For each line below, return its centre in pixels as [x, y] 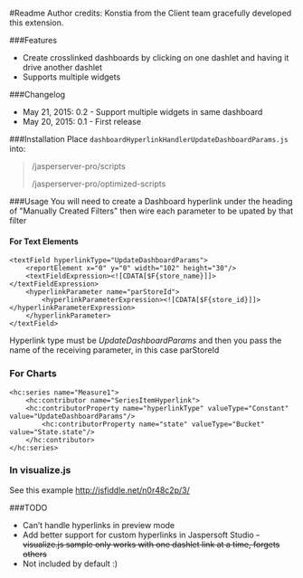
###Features [33, 40]
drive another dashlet [62, 67]
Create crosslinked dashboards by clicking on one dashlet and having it [156, 57]
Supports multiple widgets [71, 77]
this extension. [37, 23]
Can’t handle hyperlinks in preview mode [99, 525]
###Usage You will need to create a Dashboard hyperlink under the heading [151, 201]
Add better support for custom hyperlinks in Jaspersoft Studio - [141, 535]
